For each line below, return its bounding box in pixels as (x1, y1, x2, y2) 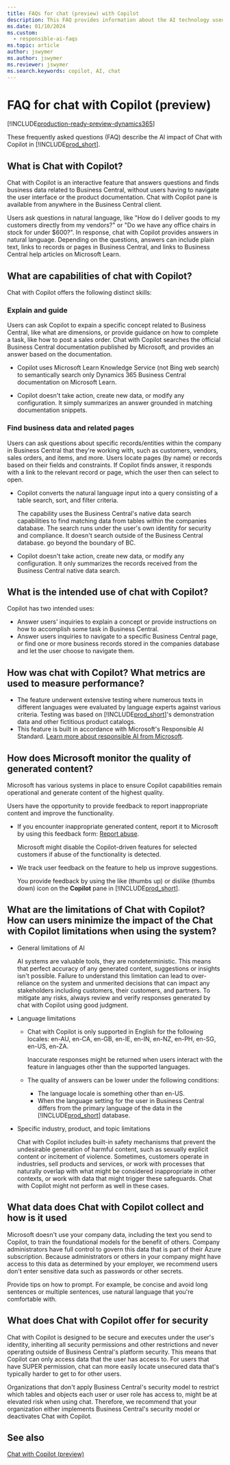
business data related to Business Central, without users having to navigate (7, 186, 220, 194)
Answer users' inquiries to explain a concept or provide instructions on (16, 617, 217, 626)
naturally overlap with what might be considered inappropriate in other (16, 1167, 216, 1175)
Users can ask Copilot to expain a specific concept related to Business (7, 321, 207, 330)
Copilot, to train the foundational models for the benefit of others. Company (7, 1238, 220, 1246)
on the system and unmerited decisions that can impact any (41, 979, 210, 987)
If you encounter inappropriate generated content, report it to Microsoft (16, 822, 218, 831)
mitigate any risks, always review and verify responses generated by (16, 993, 211, 1001)
